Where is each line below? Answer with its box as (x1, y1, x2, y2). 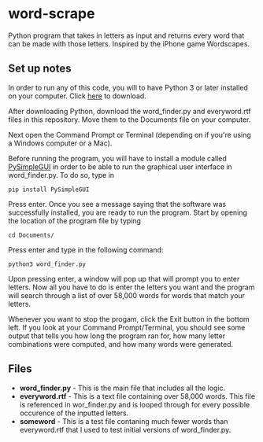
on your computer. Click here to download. (8, 91, 147, 101)
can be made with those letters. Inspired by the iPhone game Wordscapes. (8, 39, 250, 48)
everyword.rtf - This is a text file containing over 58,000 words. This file (19, 391, 256, 401)
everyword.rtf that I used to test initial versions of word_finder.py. (19, 425, 232, 434)
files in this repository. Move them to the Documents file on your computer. (8, 115, 251, 124)
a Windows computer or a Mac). (8, 138, 113, 148)
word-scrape (8, 5, 95, 23)
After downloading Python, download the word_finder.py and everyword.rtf (8, 106, 251, 116)
